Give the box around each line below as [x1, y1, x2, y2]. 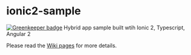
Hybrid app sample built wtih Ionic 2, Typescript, [63, 24, 185, 31]
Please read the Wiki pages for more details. [6, 42, 117, 49]
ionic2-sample [6, 4, 81, 18]
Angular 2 [6, 30, 31, 37]
